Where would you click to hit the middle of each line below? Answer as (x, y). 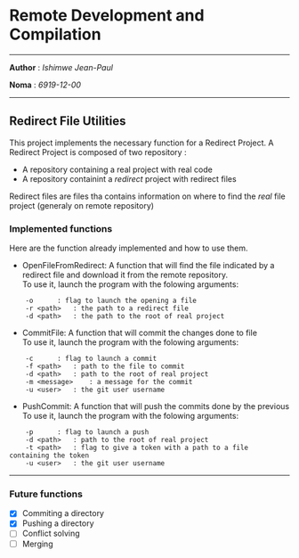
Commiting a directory (63, 513)
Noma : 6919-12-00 (45, 85)
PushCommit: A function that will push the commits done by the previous (156, 406)
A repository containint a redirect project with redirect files (129, 178)
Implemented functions (61, 228)
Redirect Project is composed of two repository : (98, 152)
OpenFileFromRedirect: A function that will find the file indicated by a (148, 266)
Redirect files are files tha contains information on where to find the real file (148, 196)
